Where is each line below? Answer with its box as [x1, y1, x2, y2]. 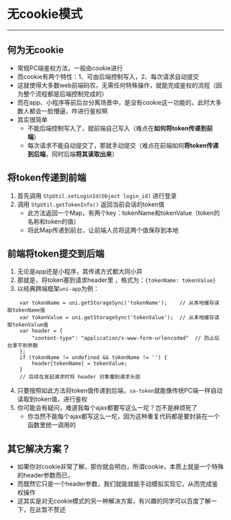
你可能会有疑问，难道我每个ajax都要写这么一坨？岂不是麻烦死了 [16, 404, 198, 412]
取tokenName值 [7, 307, 46, 314]
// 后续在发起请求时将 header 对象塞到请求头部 [19, 373, 141, 380]
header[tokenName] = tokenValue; [32, 360, 128, 367]
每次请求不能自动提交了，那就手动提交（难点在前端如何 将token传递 [27, 141, 219, 149]
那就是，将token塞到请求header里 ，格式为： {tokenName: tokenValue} [16, 276, 217, 284]
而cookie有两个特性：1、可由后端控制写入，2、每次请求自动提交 [16, 72, 199, 80]
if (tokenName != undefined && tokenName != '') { [19, 354, 168, 361]
